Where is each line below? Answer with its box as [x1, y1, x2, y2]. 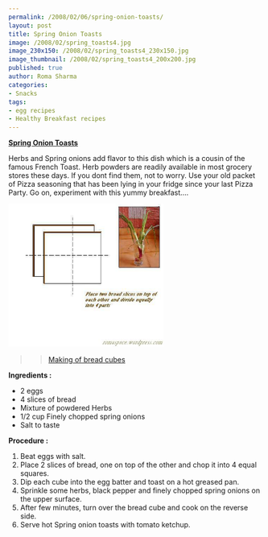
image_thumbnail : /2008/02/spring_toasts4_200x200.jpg [8, 56, 196, 64]
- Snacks [8, 89, 38, 97]
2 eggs [19, 386, 43, 396]
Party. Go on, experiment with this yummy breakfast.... [8, 188, 189, 197]
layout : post [8, 21, 52, 30]
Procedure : [8, 436, 48, 446]
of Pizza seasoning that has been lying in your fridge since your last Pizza [8, 180, 254, 189]
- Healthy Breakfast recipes [8, 115, 106, 123]
